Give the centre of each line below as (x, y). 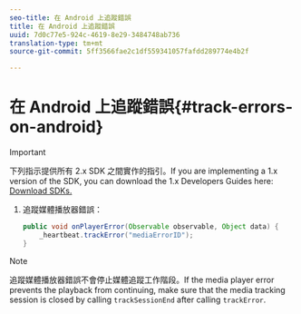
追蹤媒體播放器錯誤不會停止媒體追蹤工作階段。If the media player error (142, 280)
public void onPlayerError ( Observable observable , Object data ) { (150, 227)
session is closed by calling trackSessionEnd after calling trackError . (138, 299)
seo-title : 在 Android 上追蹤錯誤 (70, 18)
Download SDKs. (41, 191)
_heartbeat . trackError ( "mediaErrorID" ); (117, 235)
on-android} (57, 127)
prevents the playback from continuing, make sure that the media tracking (147, 289)
